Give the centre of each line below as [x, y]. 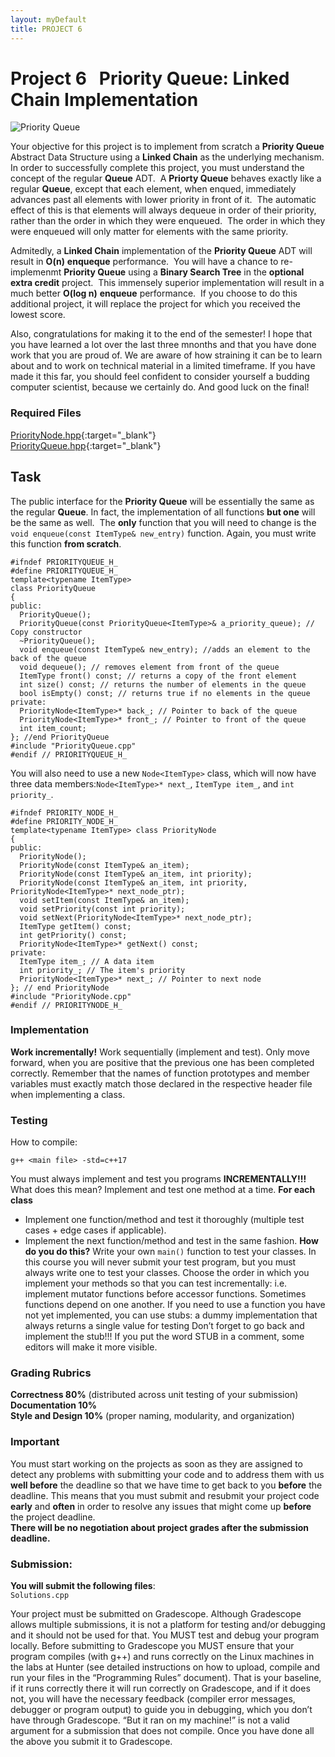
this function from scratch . [66, 543]
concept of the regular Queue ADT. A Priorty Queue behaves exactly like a [166, 178]
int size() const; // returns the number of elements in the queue [163, 684]
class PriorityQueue [53, 588]
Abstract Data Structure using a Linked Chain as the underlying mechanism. [167, 157]
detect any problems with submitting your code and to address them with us [167, 1474]
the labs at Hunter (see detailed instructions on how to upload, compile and [165, 1667]
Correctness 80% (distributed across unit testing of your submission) [154, 1395]
